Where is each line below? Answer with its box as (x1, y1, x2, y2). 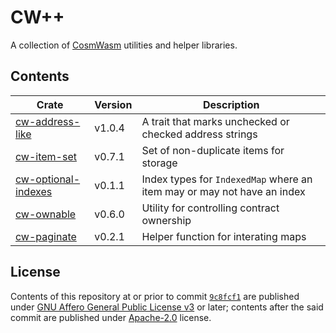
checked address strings (141, 127, 258, 141)
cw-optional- (15, 172, 81, 186)
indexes (15, 184, 53, 198)
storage (141, 156, 178, 170)
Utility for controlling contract (141, 201, 280, 215)
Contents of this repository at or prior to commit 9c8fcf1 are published (10, 290, 300, 302)
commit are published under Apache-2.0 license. (10, 311, 212, 323)
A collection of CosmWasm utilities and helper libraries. (10, 39, 238, 51)
